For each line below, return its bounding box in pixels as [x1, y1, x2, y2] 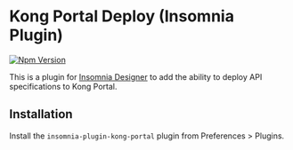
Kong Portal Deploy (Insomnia [9, 6, 234, 27]
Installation [9, 107, 73, 122]
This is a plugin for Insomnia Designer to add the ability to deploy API [9, 71, 263, 82]
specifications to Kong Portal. [9, 81, 118, 91]
